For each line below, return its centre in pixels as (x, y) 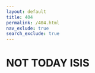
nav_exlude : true (28, 28)
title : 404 (20, 17)
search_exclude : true (33, 34)
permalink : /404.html (33, 23)
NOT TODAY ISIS (48, 63)
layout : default (26, 12)
